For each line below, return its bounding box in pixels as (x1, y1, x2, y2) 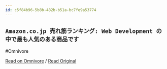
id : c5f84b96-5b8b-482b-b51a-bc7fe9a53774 (5, 7, 96, 13)
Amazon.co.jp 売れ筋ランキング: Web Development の (5, 27, 162, 35)
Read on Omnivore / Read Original (5, 58, 77, 64)
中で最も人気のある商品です (5, 36, 79, 43)
